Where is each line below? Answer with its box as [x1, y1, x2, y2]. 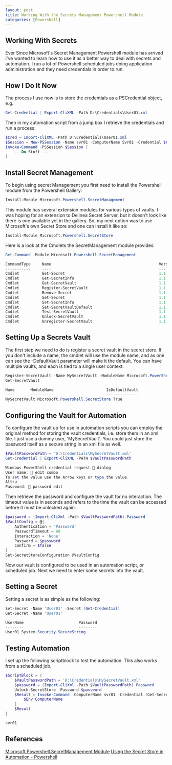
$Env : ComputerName [24, 697, 63, 702]
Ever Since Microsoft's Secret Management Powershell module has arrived [5, 50, 163, 56]
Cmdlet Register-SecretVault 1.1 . [5, 286, 168, 291]
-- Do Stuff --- [14, 149, 50, 154]
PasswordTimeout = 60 [14, 528, 60, 534]
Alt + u [5, 479, 17, 485]
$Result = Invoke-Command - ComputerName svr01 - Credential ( [14, 692, 147, 697]
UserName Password [5, 620, 97, 625]
